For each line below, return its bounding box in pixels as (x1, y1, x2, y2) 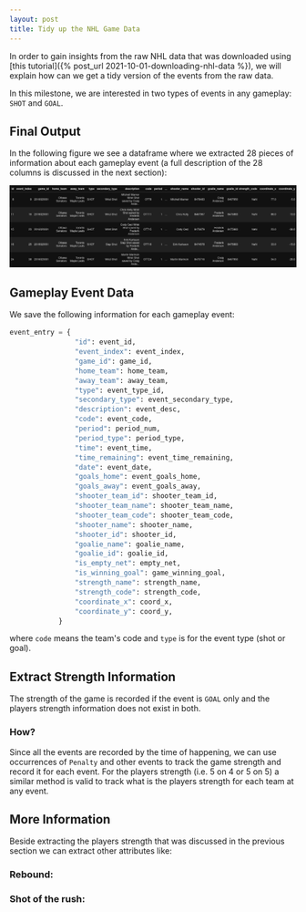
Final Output (9, 123, 81, 139)
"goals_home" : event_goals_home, (74, 472, 202, 482)
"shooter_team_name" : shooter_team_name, (74, 502, 234, 511)
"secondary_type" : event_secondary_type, (74, 395, 234, 405)
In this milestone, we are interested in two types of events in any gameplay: (9, 88, 292, 98)
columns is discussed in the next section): (9, 167, 168, 178)
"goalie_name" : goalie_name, (74, 539, 185, 549)
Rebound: (9, 868, 54, 881)
